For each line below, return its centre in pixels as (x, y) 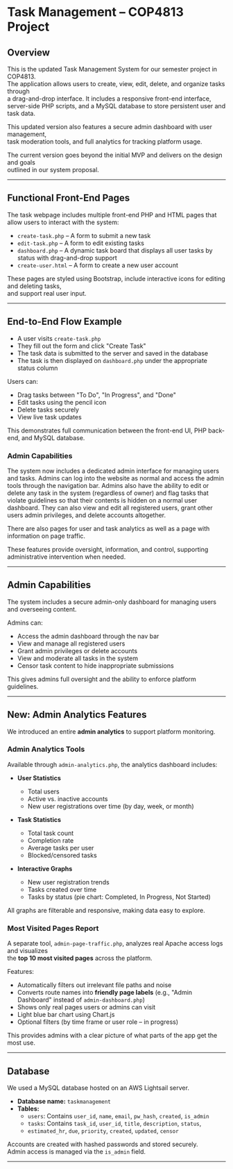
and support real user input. (47, 293)
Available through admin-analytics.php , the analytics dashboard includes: (112, 764)
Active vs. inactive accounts (68, 798)
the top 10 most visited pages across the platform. (80, 958)
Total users (44, 791)
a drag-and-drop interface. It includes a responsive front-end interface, (109, 99)
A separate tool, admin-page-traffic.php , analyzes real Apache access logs (115, 943)
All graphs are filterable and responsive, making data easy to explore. (106, 910)
